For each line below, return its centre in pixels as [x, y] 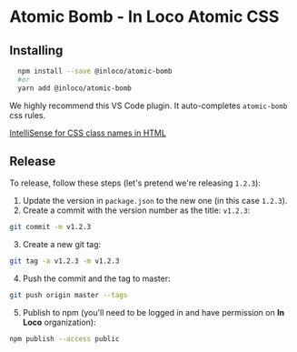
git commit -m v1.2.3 [50, 227]
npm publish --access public [64, 339]
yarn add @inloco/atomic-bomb [74, 88]
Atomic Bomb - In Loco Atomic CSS [144, 17]
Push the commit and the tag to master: [96, 278]
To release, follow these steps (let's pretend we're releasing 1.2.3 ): [135, 183]
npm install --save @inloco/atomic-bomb [95, 71]
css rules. [28, 115]
